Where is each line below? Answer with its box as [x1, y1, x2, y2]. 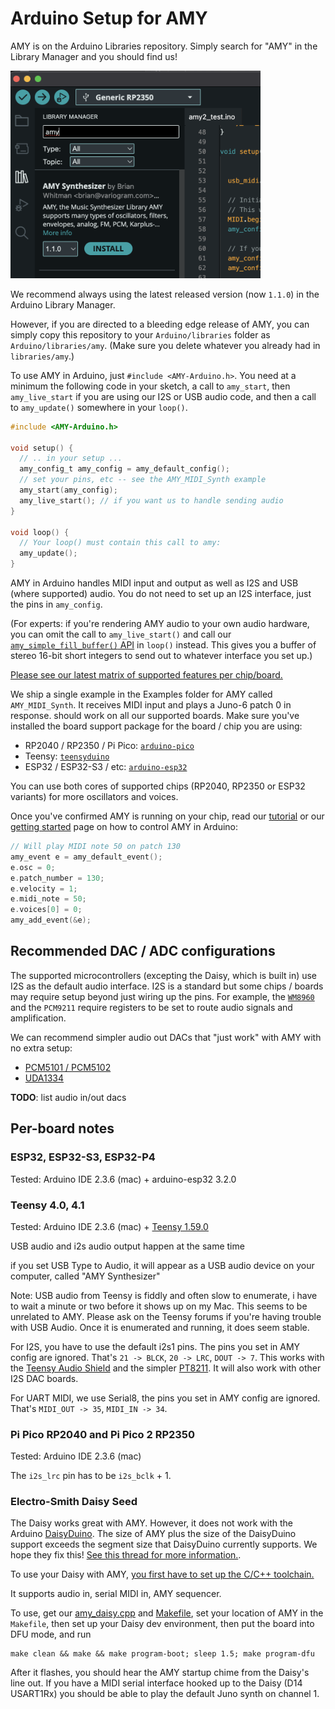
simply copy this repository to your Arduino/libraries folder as [10, 328, 271, 341]
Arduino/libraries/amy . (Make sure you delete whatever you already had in [10, 339, 321, 351]
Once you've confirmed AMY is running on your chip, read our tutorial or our [10, 810, 325, 822]
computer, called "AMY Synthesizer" [10, 1270, 161, 1282]
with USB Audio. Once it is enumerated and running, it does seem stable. [10, 1321, 310, 1333]
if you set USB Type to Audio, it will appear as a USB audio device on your [10, 1259, 315, 1271]
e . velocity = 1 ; [10, 883, 78, 894]
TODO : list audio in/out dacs [10, 1091, 127, 1103]
